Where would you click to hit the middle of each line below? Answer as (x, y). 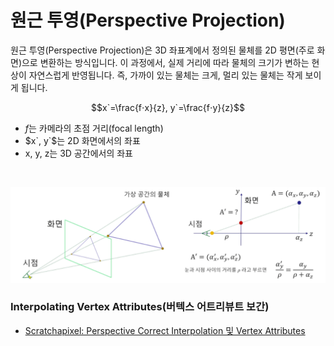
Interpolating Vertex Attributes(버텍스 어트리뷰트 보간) (140, 307)
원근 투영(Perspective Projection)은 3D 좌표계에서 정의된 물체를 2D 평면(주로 (162, 50)
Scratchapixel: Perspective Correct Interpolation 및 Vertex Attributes (165, 330)
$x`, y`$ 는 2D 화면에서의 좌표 (82, 140)
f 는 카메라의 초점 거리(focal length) (94, 128)
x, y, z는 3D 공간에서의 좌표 (78, 153)
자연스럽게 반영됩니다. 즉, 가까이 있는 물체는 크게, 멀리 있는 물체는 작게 (165, 75)
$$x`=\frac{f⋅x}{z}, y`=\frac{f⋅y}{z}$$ (168, 107)
